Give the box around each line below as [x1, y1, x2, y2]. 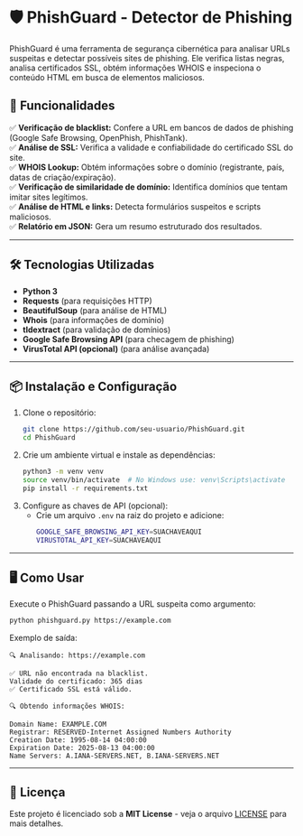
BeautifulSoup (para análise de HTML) [22, 304, 168, 316]
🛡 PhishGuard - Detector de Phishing [9, 7, 293, 28]
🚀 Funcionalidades [9, 98, 115, 114]
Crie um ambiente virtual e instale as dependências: [22, 450, 216, 460]
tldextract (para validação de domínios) [22, 324, 171, 335]
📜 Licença [9, 785, 66, 800]
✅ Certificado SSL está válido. [9, 685, 133, 694]
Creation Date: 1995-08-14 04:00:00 [9, 736, 147, 745]
